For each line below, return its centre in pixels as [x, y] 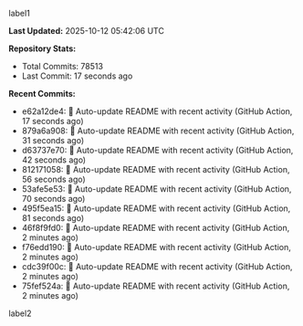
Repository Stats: [42, 48]
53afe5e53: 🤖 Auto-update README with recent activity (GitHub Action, [157, 189]
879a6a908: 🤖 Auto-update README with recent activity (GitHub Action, [158, 131]
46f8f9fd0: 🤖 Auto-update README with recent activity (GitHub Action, [156, 228]
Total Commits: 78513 [63, 66]
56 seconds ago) [53, 179]
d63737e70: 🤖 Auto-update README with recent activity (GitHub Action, [157, 150]
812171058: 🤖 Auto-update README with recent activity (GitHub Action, [156, 169]
